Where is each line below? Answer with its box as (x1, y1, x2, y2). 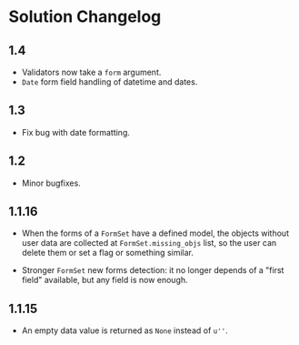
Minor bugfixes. (21, 178, 81, 188)
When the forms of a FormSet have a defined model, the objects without (21, 228, 290, 238)
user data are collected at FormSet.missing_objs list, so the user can (21, 238, 277, 249)
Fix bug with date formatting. (21, 127, 131, 137)
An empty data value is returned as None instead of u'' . (21, 325, 228, 336)
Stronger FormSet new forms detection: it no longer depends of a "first (21, 265, 284, 276)
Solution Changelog (8, 6, 162, 27)
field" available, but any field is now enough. (21, 275, 188, 286)
